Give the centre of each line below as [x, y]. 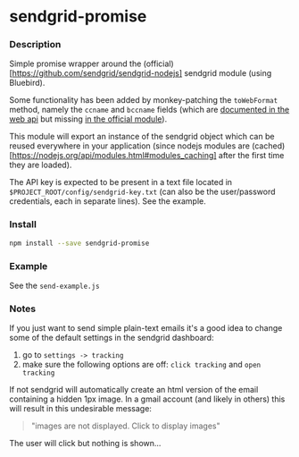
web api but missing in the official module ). [88, 119]
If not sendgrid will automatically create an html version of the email [134, 390]
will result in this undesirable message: [80, 409]
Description [35, 45]
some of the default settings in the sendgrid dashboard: [112, 338]
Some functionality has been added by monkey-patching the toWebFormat [144, 100]
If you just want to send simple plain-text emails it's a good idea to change [146, 328]
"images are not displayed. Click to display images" [125, 426]
